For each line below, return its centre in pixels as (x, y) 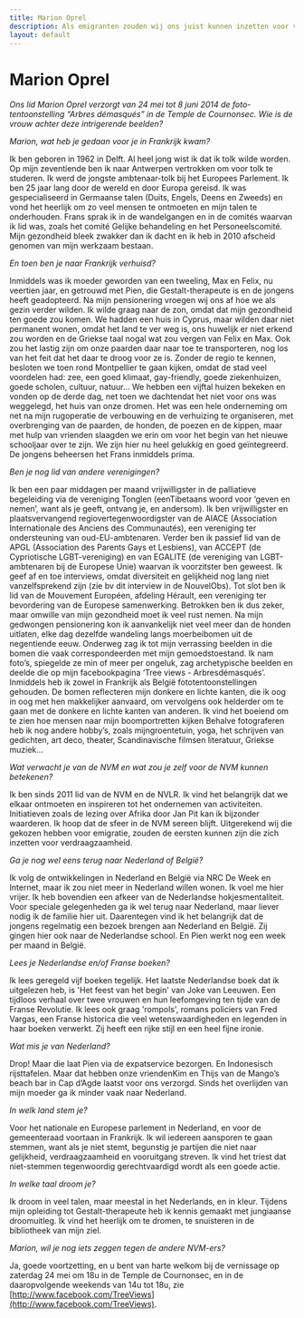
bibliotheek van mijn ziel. (56, 1231)
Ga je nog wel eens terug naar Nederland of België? (106, 860)
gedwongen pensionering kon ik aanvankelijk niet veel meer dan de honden (150, 625)
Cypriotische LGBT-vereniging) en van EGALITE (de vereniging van (134, 557)
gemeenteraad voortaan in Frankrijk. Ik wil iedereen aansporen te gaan (141, 1137)
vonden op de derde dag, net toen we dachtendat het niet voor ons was (143, 396)
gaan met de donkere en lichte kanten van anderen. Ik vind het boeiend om (149, 711)
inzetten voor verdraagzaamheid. (71, 843)
